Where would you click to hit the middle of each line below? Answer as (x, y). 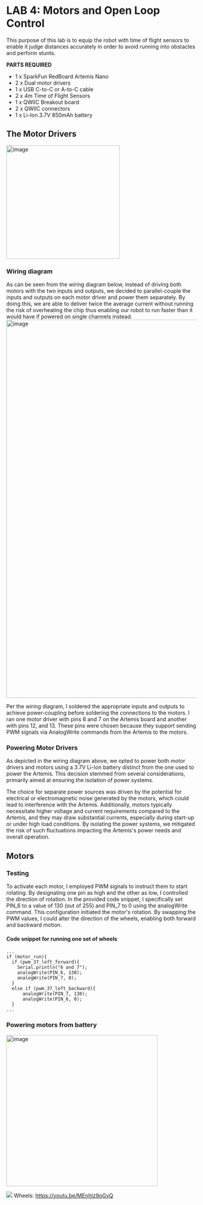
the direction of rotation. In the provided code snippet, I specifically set (95, 900)
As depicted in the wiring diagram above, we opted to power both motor (96, 761)
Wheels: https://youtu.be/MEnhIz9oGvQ (63, 1195)
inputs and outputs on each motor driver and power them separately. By (96, 298)
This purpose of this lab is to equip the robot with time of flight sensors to (98, 40)
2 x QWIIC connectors (43, 108)
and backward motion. (34, 925)
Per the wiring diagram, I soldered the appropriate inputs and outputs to (95, 707)
